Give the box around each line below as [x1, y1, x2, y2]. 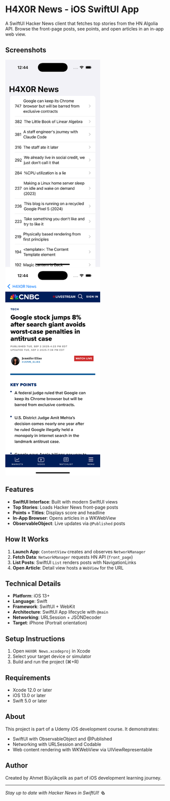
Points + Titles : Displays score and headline [12, 509, 105, 516]
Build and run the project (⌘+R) [12, 659, 79, 665]
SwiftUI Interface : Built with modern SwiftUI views [12, 498, 118, 505]
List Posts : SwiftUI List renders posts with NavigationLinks [12, 559, 137, 565]
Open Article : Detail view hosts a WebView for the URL [12, 564, 124, 571]
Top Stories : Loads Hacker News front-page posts [12, 504, 118, 510]
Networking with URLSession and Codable [12, 741, 101, 747]
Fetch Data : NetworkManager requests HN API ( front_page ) [12, 554, 133, 560]
